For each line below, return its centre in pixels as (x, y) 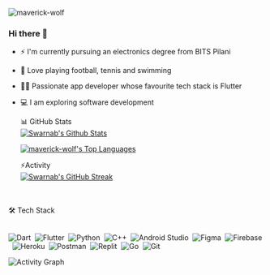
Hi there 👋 (28, 33)
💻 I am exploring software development (87, 102)
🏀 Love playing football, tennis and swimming (96, 71)
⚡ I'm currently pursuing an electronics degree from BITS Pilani (125, 52)
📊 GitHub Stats (46, 122)
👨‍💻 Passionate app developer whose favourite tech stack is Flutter (131, 86)
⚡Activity (35, 165)
